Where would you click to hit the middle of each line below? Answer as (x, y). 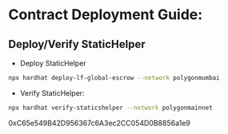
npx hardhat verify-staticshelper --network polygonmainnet (111, 108)
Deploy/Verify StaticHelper (77, 44)
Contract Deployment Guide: (106, 15)
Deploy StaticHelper (53, 63)
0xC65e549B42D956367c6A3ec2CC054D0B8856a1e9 (99, 123)
